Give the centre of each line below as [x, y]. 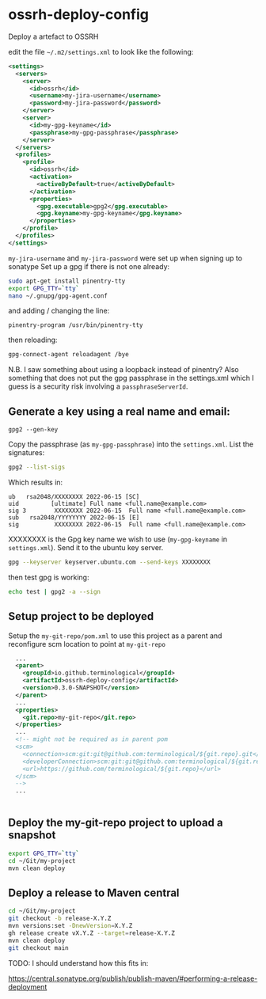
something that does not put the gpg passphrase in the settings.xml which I [131, 378]
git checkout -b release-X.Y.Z [60, 919]
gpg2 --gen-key [33, 430]
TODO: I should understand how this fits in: [78, 963]
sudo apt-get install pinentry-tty [67, 281]
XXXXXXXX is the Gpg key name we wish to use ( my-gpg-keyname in [118, 539]
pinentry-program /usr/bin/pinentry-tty [76, 325]
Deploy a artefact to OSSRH [53, 36]
